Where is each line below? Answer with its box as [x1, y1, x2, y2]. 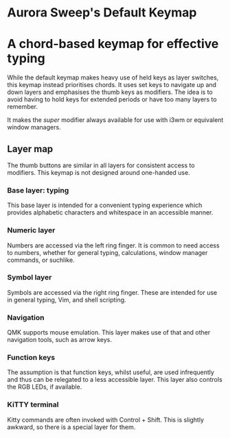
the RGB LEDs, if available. [7, 382, 82, 391]
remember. [7, 103, 38, 111]
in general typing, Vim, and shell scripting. [7, 295, 126, 304]
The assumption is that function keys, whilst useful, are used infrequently [7, 368, 215, 376]
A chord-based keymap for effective [7, 36, 219, 52]
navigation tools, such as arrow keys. [7, 336, 112, 344]
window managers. [7, 123, 61, 132]
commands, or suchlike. [7, 256, 75, 264]
